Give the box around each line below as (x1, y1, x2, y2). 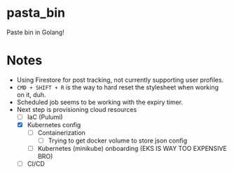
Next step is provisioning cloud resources (16, 105, 137, 113)
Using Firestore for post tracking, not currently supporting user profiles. (16, 75, 224, 84)
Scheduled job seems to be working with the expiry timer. (16, 98, 184, 106)
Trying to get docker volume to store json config (48, 136, 188, 145)
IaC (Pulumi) (27, 113, 64, 121)
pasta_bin (6, 5, 66, 21)
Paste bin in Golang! (6, 28, 64, 36)
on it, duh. (16, 90, 46, 99)
